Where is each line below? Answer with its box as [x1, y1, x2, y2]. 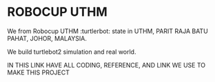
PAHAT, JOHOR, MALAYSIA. [7, 34, 88, 42]
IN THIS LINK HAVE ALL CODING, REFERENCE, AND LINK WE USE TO [7, 61, 205, 69]
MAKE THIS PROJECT [7, 68, 70, 76]
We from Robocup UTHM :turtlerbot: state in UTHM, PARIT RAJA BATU [7, 27, 208, 35]
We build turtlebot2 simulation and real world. [7, 48, 136, 56]
